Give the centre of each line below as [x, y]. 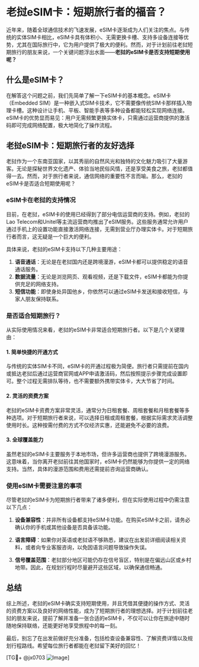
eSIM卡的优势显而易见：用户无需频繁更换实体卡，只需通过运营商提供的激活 [98, 118]
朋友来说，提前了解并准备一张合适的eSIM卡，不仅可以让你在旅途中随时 [103, 618]
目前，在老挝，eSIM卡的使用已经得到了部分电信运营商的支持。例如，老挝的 [98, 214]
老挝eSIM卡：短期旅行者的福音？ [86, 12]
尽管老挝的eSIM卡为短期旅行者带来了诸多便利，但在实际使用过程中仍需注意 [98, 500]
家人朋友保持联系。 [38, 299]
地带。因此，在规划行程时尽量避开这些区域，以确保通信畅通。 [90, 567]
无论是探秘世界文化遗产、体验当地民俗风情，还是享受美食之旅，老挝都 [102, 168]
